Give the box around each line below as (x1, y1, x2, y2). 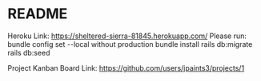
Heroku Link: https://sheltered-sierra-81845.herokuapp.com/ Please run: (7, 31, 247, 40)
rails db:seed (7, 48, 50, 57)
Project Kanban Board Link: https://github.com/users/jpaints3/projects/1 (7, 63, 245, 72)
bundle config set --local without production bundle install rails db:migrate (7, 39, 253, 48)
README (7, 5, 68, 23)
